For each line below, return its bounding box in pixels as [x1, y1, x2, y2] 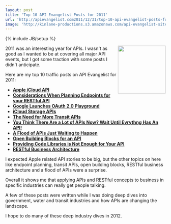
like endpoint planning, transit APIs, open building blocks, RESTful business [5, 161, 164, 168]
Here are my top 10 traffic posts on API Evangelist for [5, 72, 117, 78]
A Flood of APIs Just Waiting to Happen [12, 130, 98, 136]
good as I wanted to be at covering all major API [5, 51, 106, 57]
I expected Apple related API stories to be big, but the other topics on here [5, 156, 161, 162]
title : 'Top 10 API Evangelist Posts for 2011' [5, 12, 108, 17]
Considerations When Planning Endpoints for [12, 92, 110, 98]
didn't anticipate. [5, 62, 41, 68]
